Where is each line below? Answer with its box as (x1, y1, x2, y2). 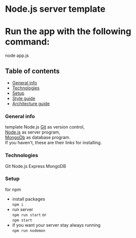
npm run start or (12, 212, 46, 217)
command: (5, 36, 50, 48)
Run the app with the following (5, 26, 132, 37)
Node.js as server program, (5, 129, 60, 135)
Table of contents (5, 67, 60, 75)
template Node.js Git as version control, (5, 124, 85, 130)
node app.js (5, 53, 29, 58)
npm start (12, 217, 33, 223)
